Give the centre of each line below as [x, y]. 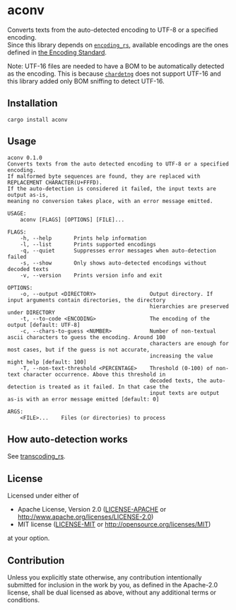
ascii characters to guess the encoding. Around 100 [87, 337]
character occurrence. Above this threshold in [94, 374]
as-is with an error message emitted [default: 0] [83, 399]
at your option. [29, 538]
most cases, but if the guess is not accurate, [79, 350]
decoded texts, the [178, 381]
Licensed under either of [43, 496]
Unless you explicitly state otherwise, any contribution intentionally [105, 577]
